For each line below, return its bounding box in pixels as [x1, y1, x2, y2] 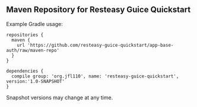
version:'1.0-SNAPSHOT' [6, 78, 65, 85]
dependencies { [6, 68, 44, 74]
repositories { [6, 32, 44, 38]
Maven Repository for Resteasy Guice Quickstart [6, 5, 191, 15]
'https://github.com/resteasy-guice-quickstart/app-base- [27, 42, 174, 48]
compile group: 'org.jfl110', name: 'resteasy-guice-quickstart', [11, 73, 179, 79]
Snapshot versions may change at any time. [6, 94, 113, 101]
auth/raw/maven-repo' [6, 47, 60, 53]
